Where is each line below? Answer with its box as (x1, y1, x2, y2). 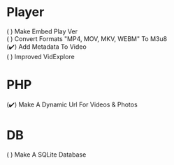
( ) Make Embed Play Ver (6, 27, 78, 36)
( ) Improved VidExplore (6, 52, 75, 61)
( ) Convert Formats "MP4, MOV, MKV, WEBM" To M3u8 (6, 34, 168, 42)
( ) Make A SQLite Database (6, 150, 87, 159)
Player (6, 4, 45, 20)
